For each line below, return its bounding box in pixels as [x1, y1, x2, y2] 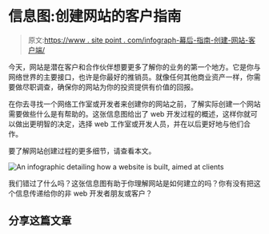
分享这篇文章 [8, 214, 72, 228]
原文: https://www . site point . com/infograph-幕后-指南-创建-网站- [27, 35, 249, 45]
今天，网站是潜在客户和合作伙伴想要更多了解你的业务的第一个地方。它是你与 [8, 61, 261, 72]
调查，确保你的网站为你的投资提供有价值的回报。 [35, 81, 198, 92]
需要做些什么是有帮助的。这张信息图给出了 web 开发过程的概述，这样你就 [8, 109, 251, 118]
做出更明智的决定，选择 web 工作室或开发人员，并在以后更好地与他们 [14, 119, 244, 129]
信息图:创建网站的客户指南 [8, 7, 182, 26]
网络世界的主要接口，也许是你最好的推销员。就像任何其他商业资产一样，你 [8, 72, 254, 81]
